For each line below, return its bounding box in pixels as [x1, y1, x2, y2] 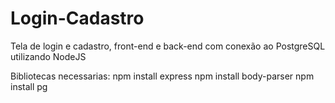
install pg [10, 80, 48, 92]
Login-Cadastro [10, 7, 145, 30]
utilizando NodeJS [10, 50, 87, 62]
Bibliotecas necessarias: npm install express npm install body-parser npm [10, 70, 315, 82]
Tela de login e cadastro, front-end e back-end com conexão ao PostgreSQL [10, 40, 326, 52]
